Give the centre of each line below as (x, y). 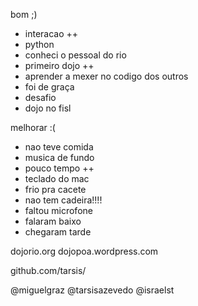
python (39, 44)
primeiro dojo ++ (59, 65)
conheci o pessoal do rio (75, 55)
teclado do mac (57, 178)
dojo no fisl (48, 108)
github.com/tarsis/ (48, 270)
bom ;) (24, 14)
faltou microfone (58, 210)
